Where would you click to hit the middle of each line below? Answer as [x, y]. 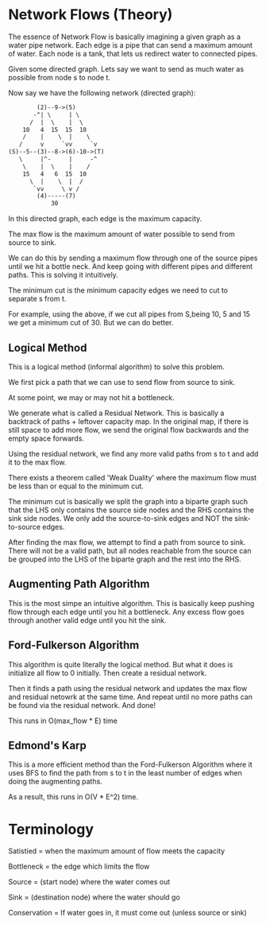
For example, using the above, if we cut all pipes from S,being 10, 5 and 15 [129, 314]
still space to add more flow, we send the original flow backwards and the [129, 430]
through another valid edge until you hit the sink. [87, 620]
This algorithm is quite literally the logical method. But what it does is [121, 664]
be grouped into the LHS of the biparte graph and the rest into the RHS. [125, 559]
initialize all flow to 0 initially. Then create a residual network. [108, 673]
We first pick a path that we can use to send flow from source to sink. [122, 382]
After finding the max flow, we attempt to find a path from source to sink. [127, 542]
